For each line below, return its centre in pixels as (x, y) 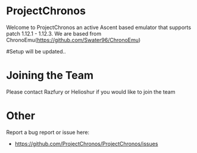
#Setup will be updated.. (36, 51)
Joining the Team (50, 76)
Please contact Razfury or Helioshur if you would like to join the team (91, 92)
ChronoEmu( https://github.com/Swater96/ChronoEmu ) (74, 40)
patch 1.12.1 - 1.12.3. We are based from (54, 33)
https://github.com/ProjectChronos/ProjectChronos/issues (86, 144)
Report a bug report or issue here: (48, 132)
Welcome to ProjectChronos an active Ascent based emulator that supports (99, 27)
